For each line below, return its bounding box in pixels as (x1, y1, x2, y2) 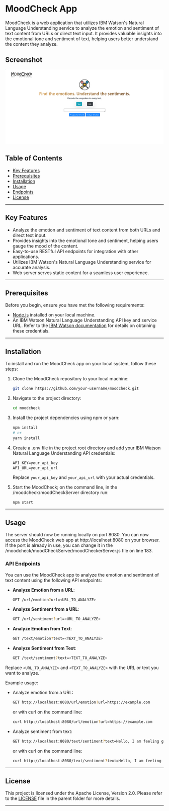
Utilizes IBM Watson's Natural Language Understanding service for (12, 259, 152, 265)
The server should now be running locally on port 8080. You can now (5, 532, 149, 538)
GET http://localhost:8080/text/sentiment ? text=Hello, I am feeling (12, 739, 159, 744)
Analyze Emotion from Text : (12, 626, 72, 632)
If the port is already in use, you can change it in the (5, 542, 113, 548)
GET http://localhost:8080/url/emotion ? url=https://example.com (12, 700, 150, 705)
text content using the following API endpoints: (5, 577, 102, 583)
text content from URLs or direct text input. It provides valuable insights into (5, 30, 162, 36)
